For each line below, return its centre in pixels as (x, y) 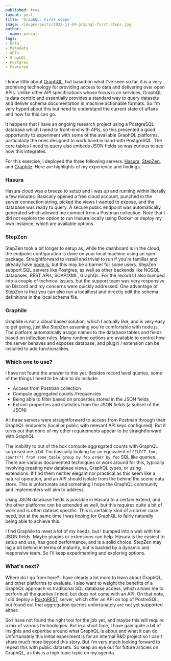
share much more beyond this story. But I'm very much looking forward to (83, 642)
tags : (11, 39)
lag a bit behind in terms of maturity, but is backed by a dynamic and (77, 547)
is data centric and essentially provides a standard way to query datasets (82, 98)
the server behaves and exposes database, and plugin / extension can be (82, 343)
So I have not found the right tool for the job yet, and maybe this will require (85, 620)
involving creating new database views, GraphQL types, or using (73, 468)
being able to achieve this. (33, 521)
